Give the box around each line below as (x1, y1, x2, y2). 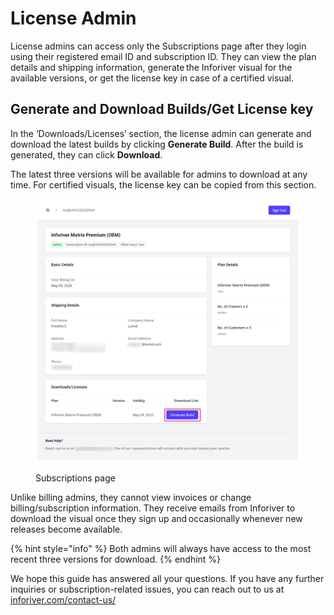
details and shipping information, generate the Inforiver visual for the (10, 61, 293, 73)
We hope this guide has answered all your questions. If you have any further (10, 573, 325, 585)
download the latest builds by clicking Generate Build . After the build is (10, 138, 304, 150)
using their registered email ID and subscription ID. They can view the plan (10, 50, 317, 62)
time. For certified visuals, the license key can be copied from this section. (10, 178, 317, 191)
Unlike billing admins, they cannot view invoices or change (10, 492, 252, 504)
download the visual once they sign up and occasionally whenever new (10, 513, 303, 525)
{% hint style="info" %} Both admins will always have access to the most (10, 543, 312, 555)
